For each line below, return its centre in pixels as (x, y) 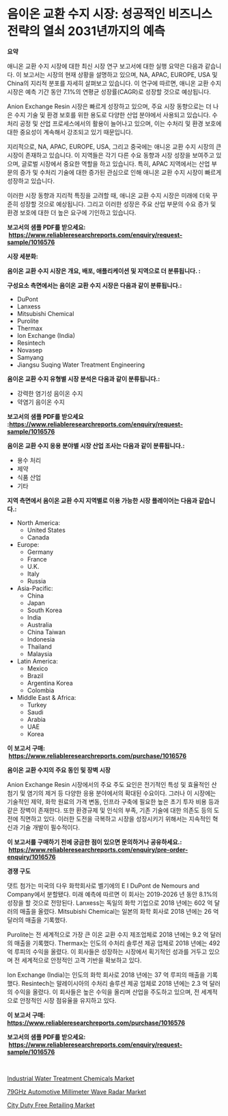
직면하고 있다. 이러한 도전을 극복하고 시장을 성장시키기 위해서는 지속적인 (115, 818)
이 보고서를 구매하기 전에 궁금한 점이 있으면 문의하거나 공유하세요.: (95, 842)
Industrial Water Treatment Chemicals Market (71, 1078)
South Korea (45, 610)
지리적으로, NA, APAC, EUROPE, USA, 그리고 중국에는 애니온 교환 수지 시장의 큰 (114, 146)
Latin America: (37, 661)
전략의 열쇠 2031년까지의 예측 (86, 31)
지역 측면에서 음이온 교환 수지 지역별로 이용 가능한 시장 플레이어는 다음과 (102, 500)
